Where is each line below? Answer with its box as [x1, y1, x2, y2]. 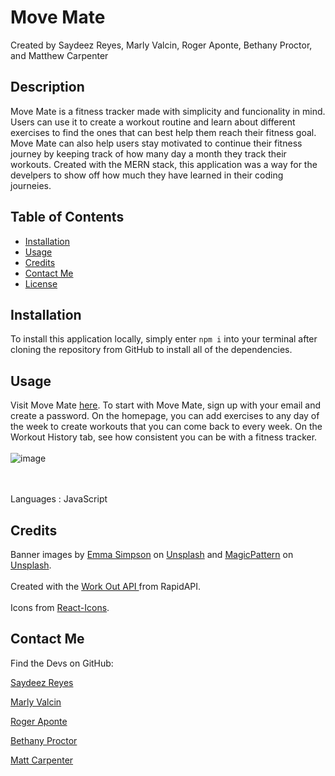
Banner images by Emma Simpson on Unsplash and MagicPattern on [10, 549, 294, 560]
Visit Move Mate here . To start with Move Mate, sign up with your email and [10, 399, 322, 411]
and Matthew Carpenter [10, 49, 109, 61]
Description [10, 79, 85, 96]
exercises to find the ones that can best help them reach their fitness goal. [10, 126, 317, 138]
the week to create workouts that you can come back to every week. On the [10, 421, 323, 433]
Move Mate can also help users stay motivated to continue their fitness [10, 137, 303, 149]
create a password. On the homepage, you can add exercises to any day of [10, 410, 320, 422]
